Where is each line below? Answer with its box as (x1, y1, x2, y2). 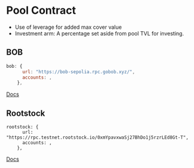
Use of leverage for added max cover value (14, 23, 122, 31)
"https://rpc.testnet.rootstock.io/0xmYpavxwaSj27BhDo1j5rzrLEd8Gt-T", (6, 134, 189, 141)
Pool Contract (6, 4, 77, 17)
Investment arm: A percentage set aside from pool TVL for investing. (14, 29, 184, 37)
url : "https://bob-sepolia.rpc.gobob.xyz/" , (22, 68, 135, 75)
